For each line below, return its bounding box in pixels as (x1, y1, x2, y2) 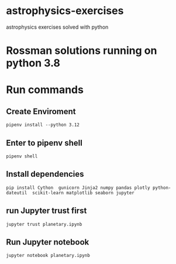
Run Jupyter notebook (6, 237, 89, 247)
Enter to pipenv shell (6, 138, 83, 148)
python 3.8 (6, 57, 60, 70)
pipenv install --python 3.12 (6, 122, 80, 128)
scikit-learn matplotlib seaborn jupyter (32, 190, 134, 196)
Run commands (6, 83, 84, 97)
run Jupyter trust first (6, 206, 87, 216)
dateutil (6, 190, 27, 196)
